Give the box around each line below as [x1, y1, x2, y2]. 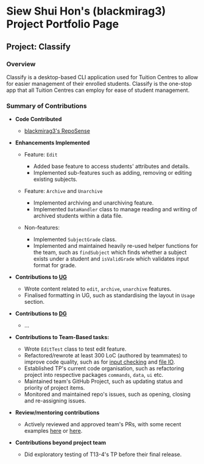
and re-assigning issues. [24, 397, 86, 404]
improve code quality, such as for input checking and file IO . [24, 358, 175, 366]
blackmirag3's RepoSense [24, 127, 90, 135]
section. [24, 298, 44, 306]
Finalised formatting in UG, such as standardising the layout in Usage [24, 292, 195, 299]
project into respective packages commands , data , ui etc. [24, 371, 164, 379]
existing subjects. [33, 175, 78, 183]
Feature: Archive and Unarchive [24, 188, 103, 195]
